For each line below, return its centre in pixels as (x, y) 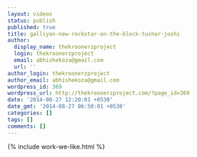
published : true (31, 27)
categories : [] (30, 113)
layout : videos (30, 14)
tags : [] (20, 119)
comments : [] (27, 126)
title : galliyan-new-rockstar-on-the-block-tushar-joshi (94, 34)
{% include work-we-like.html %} (56, 146)
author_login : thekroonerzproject (59, 73)
